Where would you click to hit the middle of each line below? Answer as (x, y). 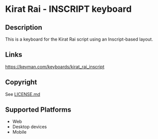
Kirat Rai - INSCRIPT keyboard (68, 9)
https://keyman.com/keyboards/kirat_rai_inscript (55, 67)
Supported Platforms (38, 110)
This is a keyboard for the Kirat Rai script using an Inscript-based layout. (79, 39)
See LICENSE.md (23, 94)
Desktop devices (30, 127)
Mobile (19, 132)
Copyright (21, 82)
